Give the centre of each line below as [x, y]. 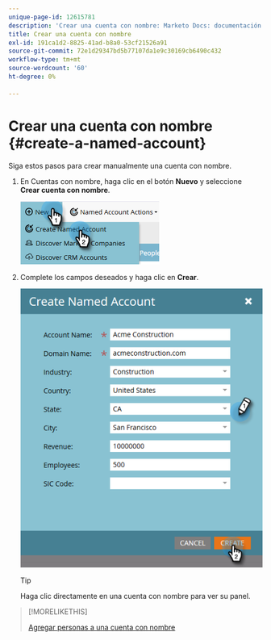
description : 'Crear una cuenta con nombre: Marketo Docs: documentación [135, 25]
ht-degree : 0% [32, 77]
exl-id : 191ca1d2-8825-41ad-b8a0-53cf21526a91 [88, 43]
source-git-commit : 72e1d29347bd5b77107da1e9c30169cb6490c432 [115, 51]
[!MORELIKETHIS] [58, 611]
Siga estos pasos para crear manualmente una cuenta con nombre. [120, 165]
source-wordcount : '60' [48, 69]
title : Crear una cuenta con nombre [70, 34]
